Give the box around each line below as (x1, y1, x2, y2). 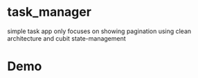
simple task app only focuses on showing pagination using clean (7, 27, 192, 35)
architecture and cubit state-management (7, 34, 126, 42)
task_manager (7, 4, 92, 20)
